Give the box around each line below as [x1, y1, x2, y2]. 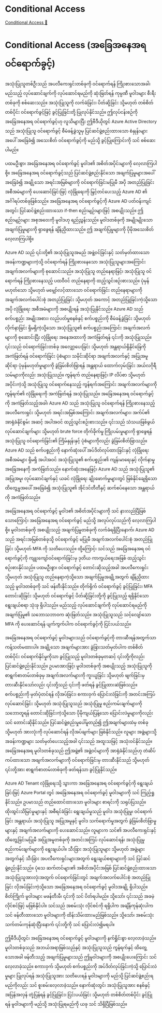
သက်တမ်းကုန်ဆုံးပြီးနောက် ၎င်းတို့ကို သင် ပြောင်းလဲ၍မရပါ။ [5, 921, 115, 927]
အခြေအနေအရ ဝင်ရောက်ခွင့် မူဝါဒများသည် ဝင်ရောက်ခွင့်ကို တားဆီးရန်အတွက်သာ [5, 634, 156, 640]
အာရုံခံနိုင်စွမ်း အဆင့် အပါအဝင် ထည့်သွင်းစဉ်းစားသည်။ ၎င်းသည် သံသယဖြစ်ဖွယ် [5, 419, 155, 425]
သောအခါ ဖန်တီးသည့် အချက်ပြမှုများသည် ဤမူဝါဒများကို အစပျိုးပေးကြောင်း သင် [5, 954, 157, 960]
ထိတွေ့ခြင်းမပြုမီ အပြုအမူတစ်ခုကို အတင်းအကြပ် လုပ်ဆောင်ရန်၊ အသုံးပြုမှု [5, 837, 145, 842]
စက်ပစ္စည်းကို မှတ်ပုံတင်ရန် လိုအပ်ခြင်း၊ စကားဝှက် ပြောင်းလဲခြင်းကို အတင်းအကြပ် [5, 691, 156, 697]
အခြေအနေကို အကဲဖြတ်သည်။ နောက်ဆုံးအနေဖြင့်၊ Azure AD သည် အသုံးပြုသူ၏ [5, 466, 155, 472]
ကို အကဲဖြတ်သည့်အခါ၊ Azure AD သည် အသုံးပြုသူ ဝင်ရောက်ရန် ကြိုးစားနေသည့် [5, 400, 155, 406]
